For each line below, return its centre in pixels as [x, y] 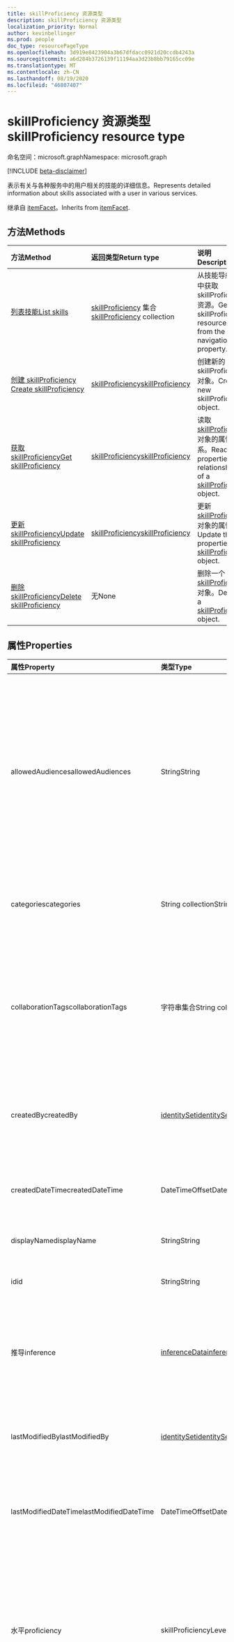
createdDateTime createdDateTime [67, 1189]
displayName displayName [53, 1240]
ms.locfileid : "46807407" [45, 85]
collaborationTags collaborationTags [69, 1007]
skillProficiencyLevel [194, 1630]
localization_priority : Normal [53, 26]
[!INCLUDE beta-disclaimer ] [47, 171]
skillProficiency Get [41, 457]
